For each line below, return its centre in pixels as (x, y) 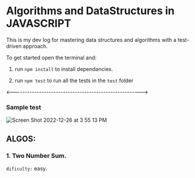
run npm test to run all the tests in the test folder (74, 80)
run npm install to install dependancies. (64, 69)
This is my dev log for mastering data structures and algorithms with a (91, 40)
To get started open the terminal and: (51, 57)
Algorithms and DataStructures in (90, 11)
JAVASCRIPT (39, 23)
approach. (35, 46)
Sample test (24, 107)
